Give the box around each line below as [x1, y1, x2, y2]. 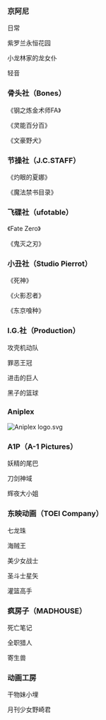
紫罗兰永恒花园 [7, 39, 51, 47]
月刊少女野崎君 [7, 705, 51, 714]
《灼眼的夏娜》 [7, 172, 51, 181]
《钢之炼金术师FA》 [7, 106, 61, 114]
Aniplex [7, 406, 35, 416]
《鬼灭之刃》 [7, 240, 45, 248]
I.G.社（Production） [7, 326, 80, 336]
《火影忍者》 [7, 291, 45, 300]
